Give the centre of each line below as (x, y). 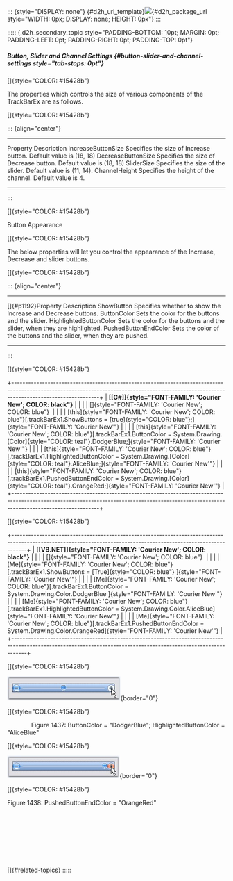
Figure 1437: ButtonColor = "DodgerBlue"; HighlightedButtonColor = (128, 725)
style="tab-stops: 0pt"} (68, 63)
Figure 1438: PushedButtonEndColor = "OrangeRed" (82, 802)
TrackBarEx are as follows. (45, 101)
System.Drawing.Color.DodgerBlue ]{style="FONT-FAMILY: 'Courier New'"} (115, 593)
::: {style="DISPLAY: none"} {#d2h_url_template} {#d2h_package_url (107, 11)
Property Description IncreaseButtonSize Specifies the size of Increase (109, 148)
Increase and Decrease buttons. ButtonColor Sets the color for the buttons (113, 313)
